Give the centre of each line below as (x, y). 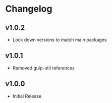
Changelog (29, 9)
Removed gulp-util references (43, 68)
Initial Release (27, 96)
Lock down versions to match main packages (60, 40)
